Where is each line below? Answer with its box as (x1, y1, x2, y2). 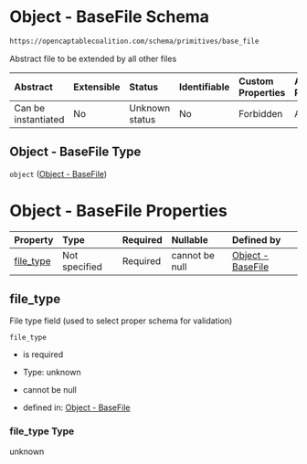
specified (62, 260, 103, 273)
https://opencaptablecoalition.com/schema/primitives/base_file (9, 37, 259, 46)
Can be (14, 101, 46, 114)
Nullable (171, 233, 208, 246)
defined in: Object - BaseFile (22, 402, 131, 413)
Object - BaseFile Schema (9, 6, 210, 27)
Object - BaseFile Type (9, 144, 142, 160)
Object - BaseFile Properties (9, 200, 228, 221)
